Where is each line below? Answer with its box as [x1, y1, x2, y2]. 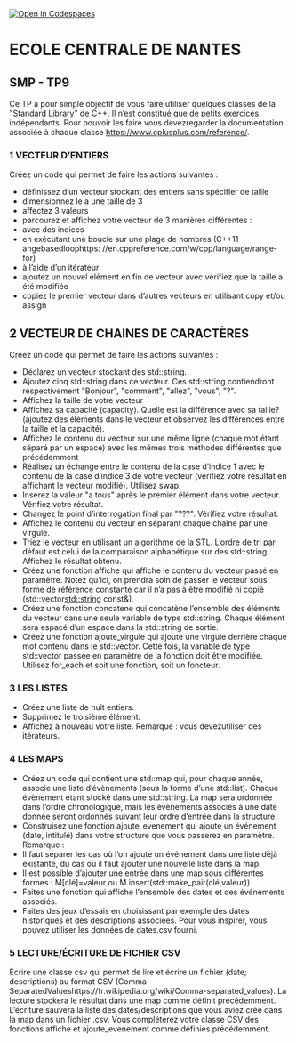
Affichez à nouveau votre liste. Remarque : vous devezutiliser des [21, 721, 262, 732]
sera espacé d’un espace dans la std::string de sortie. [21, 622, 220, 633]
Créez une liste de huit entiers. [21, 702, 135, 713]
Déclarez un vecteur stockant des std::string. [21, 367, 188, 377]
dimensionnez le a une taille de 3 [21, 196, 143, 206]
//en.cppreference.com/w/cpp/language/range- [101, 243, 278, 254]
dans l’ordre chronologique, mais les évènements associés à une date [21, 801, 277, 812]
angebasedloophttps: [21, 243, 100, 254]
